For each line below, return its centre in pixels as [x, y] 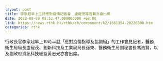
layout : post [18, 9]
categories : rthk [23, 27]
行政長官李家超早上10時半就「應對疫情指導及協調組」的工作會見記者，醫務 [80, 42]
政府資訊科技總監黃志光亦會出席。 [47, 54]
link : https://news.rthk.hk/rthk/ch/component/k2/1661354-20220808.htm [79, 23]
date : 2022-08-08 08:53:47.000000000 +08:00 [51, 18]
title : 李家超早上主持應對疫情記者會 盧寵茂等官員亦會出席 [58, 14]
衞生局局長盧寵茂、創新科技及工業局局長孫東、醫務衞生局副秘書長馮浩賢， [79, 48]
